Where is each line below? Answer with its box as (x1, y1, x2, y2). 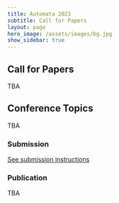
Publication (7, 172, 47, 182)
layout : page (7, 23, 46, 31)
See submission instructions (7, 155, 90, 164)
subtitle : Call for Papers (7, 17, 87, 24)
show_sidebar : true (7, 37, 65, 44)
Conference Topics (7, 102, 93, 114)
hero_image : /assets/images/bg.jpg (7, 30, 113, 38)
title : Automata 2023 (7, 10, 72, 18)
